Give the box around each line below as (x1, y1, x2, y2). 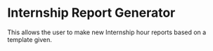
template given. (7, 35, 53, 43)
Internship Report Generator (7, 5, 176, 21)
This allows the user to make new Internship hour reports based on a (7, 28, 207, 36)
